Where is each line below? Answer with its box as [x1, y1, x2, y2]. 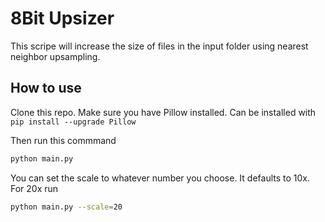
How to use [10, 80, 82, 97]
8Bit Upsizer [10, 7, 115, 30]
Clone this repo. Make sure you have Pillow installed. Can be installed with [10, 106, 317, 118]
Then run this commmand [10, 134, 117, 146]
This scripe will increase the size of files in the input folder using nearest [10, 40, 309, 52]
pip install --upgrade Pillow [10, 117, 137, 127]
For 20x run [10, 182, 59, 194]
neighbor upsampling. [10, 50, 101, 62]
